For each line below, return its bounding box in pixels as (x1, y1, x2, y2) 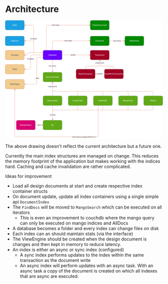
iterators (12, 209, 30, 215)
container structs (12, 188, 48, 194)
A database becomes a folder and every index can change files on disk (12, 225, 159, 231)
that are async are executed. (19, 273, 79, 279)
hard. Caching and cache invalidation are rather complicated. (5, 163, 131, 169)
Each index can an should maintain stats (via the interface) (12, 230, 133, 236)
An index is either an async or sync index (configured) (12, 246, 124, 252)
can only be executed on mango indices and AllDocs (19, 220, 128, 226)
